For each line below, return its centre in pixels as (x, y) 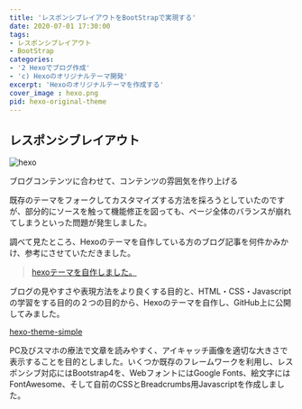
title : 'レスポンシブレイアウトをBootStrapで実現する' (103, 18)
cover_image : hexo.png (54, 93)
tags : (19, 34)
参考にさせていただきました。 (80, 253)
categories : (32, 59)
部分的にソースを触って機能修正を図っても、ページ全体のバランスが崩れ (158, 212)
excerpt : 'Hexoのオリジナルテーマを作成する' (87, 85)
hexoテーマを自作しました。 (84, 272)
